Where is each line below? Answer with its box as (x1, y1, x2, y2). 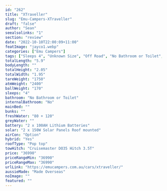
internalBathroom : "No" (5, 100, 55, 105)
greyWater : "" (5, 118, 35, 123)
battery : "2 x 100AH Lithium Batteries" (5, 123, 90, 128)
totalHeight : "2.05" (5, 68, 48, 73)
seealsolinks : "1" (5, 30, 43, 35)
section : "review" (5, 35, 43, 40)
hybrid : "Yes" (5, 137, 35, 142)
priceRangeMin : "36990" (5, 155, 55, 160)
